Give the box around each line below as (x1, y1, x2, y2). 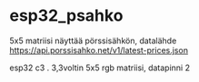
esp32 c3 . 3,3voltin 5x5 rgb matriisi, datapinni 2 (9, 62, 191, 73)
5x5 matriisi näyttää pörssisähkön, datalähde (9, 35, 177, 46)
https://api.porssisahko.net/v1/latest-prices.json (9, 44, 189, 55)
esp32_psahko (9, 5, 124, 26)
